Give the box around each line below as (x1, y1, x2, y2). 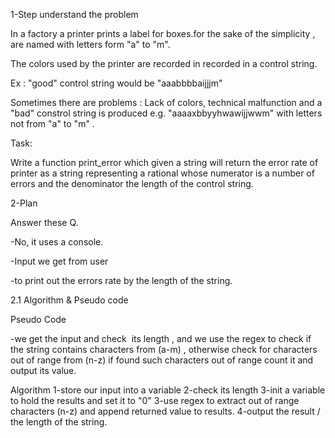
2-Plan (10, 197, 38, 209)
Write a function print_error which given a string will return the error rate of (10, 157, 319, 168)
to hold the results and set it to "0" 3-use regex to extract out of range (10, 395, 300, 406)
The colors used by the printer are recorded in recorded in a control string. (10, 58, 318, 69)
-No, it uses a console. (10, 236, 104, 248)
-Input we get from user (10, 255, 109, 267)
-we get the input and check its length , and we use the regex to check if (10, 333, 312, 344)
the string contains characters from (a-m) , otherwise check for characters (10, 344, 318, 355)
